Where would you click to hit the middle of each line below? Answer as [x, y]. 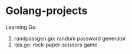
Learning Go [21, 27]
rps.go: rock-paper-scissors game [56, 45]
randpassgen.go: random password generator [70, 38]
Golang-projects [47, 11]
